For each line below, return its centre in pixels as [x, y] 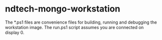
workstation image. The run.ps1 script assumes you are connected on [74, 27]
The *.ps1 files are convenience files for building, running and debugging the [81, 22]
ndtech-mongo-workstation [63, 9]
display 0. [15, 32]
